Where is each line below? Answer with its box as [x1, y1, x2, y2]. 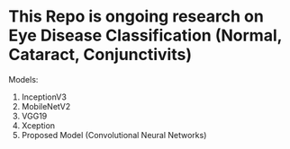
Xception [21, 119, 56, 131]
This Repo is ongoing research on [8, 6, 265, 27]
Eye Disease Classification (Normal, [8, 25, 283, 46]
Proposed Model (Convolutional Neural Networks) [21, 129, 207, 140]
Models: [8, 74, 39, 84]
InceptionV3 [21, 92, 67, 102]
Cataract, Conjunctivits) [8, 45, 193, 65]
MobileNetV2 [21, 101, 71, 111]
